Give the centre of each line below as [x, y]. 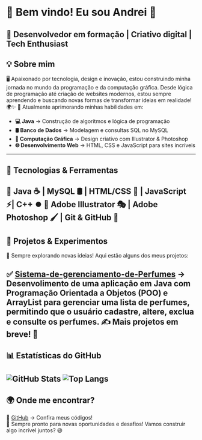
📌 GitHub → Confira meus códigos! [50, 417]
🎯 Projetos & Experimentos [57, 241]
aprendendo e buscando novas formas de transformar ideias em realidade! [99, 100]
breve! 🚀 [22, 335]
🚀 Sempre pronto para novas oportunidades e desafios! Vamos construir [96, 424]
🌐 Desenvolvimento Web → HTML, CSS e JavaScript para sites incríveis [105, 145]
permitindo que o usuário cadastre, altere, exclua [100, 312]
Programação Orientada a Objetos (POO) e [87, 293]
